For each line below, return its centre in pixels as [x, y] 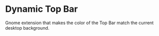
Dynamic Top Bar [42, 9]
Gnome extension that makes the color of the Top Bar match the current [79, 23]
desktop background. [27, 28]
